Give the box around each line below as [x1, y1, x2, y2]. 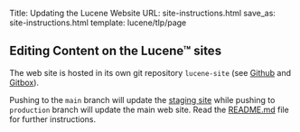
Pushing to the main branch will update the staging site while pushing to [9, 94, 276, 105]
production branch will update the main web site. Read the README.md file [9, 104, 289, 115]
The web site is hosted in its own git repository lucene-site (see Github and [9, 67, 292, 78]
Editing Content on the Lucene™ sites [9, 43, 222, 59]
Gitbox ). [9, 77, 39, 88]
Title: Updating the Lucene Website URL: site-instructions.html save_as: [9, 8, 276, 18]
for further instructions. [9, 113, 97, 125]
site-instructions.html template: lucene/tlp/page [9, 17, 187, 28]
